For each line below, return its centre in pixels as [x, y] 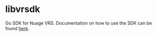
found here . [17, 28]
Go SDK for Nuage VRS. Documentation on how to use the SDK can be [79, 23]
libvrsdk [23, 9]
